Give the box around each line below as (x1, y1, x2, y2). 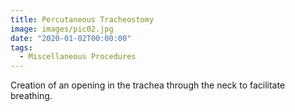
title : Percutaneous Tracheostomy (10, 14, 155, 25)
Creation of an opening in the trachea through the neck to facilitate (10, 79, 286, 91)
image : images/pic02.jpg (10, 24, 114, 34)
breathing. (10, 90, 53, 102)
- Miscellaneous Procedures (19, 52, 137, 62)
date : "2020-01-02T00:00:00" (10, 33, 132, 43)
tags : (10, 42, 33, 53)
